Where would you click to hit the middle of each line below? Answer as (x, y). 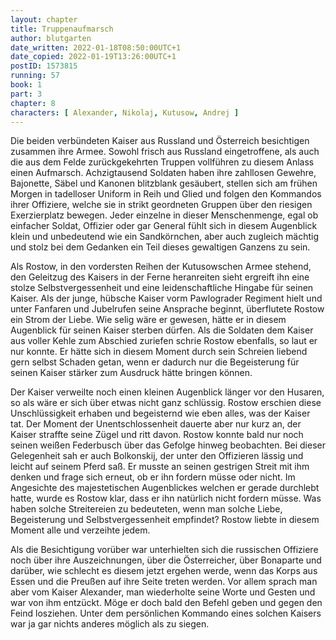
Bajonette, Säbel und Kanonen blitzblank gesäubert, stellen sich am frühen (164, 183)
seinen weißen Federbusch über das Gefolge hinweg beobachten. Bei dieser (168, 445)
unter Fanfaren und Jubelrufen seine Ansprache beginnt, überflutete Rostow (167, 309)
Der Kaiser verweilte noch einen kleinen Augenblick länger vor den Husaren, (167, 392)
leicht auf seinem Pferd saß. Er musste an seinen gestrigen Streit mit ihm (160, 467)
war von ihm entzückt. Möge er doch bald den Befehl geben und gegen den (166, 603)
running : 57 (35, 76)
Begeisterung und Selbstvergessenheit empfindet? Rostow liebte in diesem (165, 520)
